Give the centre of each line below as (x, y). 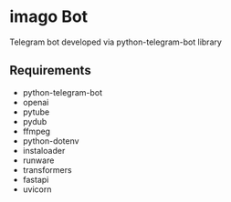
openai (36, 102)
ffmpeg (37, 131)
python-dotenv (51, 141)
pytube (36, 112)
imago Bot (49, 17)
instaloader (44, 150)
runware (38, 160)
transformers (47, 169)
